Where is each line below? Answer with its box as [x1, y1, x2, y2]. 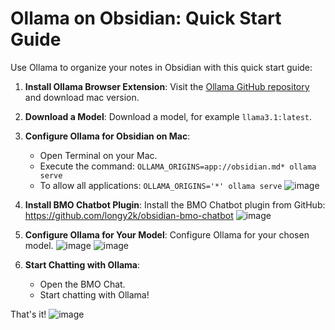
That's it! [10, 308, 47, 320]
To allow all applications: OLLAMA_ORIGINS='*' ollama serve [39, 179, 283, 191]
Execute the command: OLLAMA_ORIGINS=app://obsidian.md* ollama [39, 160, 317, 172]
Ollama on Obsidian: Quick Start [10, 7, 282, 30]
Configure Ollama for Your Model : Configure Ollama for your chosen [24, 228, 310, 241]
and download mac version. [24, 91, 140, 103]
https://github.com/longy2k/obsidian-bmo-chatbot [24, 209, 234, 221]
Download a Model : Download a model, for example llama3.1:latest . [24, 110, 313, 122]
